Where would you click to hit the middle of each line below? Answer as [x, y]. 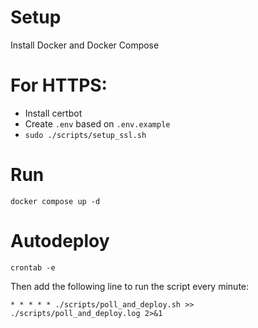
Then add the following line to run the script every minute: [130, 286]
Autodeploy [60, 241]
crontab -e [33, 267]
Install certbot [53, 113]
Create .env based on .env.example [97, 123]
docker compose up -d [55, 201]
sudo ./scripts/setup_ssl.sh [85, 135]
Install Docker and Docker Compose [85, 45]
